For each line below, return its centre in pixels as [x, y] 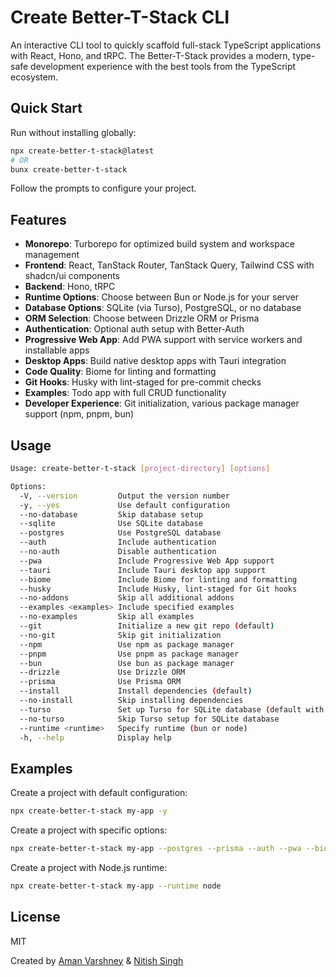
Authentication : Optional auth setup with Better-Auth [134, 329]
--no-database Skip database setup [111, 514]
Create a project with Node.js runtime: [89, 867]
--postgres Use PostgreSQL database [120, 533]
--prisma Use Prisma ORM [100, 682]
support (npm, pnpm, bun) [79, 414]
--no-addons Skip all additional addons [127, 598]
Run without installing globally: [73, 132]
